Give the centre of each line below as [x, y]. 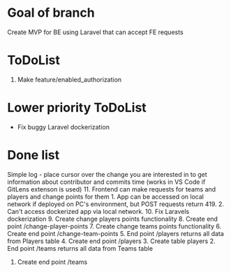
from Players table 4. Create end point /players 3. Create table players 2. [111, 241]
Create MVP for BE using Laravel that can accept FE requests [95, 32]
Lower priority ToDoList [77, 108]
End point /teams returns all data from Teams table [80, 248]
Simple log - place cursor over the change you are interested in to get [107, 174]
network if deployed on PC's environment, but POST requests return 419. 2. [116, 204]
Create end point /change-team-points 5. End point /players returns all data [116, 233]
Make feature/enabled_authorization [69, 79]
